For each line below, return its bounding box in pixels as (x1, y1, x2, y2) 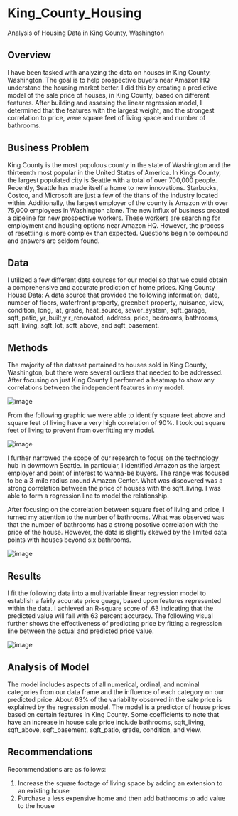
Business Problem (7, 142, 90, 154)
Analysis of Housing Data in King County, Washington (7, 28, 165, 37)
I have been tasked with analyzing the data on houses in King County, (7, 68, 212, 76)
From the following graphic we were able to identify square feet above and (7, 411, 225, 419)
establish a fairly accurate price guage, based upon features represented (7, 597, 222, 605)
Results (7, 570, 42, 582)
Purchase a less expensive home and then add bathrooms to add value (17, 794, 226, 802)
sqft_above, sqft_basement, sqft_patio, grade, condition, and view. (7, 725, 202, 734)
